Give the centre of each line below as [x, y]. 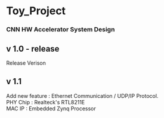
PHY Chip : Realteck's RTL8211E [46, 102]
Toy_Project [36, 11]
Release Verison [26, 63]
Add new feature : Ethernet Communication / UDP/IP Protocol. [82, 95]
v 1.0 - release [33, 49]
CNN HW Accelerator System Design [61, 30]
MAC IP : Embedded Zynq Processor [51, 109]
